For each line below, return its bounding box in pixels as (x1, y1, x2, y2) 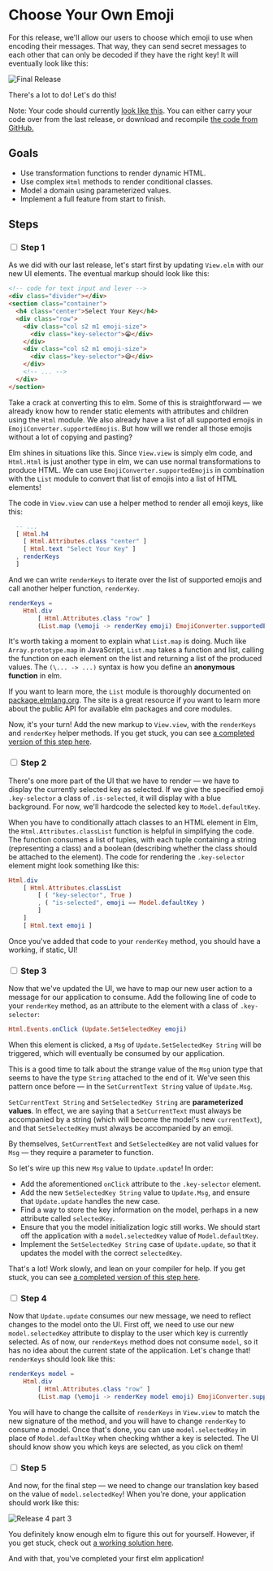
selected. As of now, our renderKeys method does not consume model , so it (8, 1337, 258, 1347)
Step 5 (19, 1462, 47, 1474)
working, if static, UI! (8, 945, 78, 954)
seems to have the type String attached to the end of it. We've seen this (8, 1073, 250, 1083)
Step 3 (19, 965, 47, 976)
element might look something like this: (8, 860, 140, 870)
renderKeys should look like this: (8, 1354, 115, 1364)
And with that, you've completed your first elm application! (8, 1554, 205, 1564)
